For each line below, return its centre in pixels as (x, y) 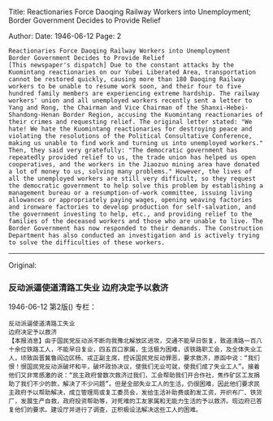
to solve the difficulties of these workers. (87, 243)
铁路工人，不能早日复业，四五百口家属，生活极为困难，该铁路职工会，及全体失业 (141, 350)
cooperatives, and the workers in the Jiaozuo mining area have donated (134, 165)
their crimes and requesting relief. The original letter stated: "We (130, 122)
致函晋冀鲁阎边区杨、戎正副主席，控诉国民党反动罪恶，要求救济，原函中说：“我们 (143, 359)
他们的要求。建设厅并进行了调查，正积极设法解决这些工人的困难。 (108, 410)
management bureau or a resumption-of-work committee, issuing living (130, 193)
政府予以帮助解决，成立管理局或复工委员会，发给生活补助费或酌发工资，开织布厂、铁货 (138, 393)
